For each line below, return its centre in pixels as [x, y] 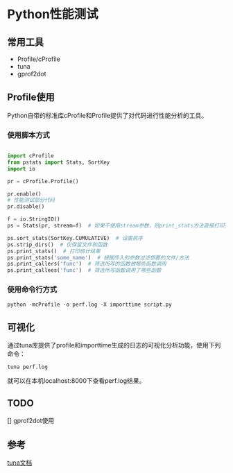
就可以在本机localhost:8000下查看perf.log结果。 [76, 381]
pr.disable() [26, 207]
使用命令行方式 [32, 290]
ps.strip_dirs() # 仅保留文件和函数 [58, 244]
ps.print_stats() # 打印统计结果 [54, 251]
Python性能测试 [53, 14]
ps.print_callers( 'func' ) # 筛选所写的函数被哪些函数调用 [87, 264]
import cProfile [31, 156]
